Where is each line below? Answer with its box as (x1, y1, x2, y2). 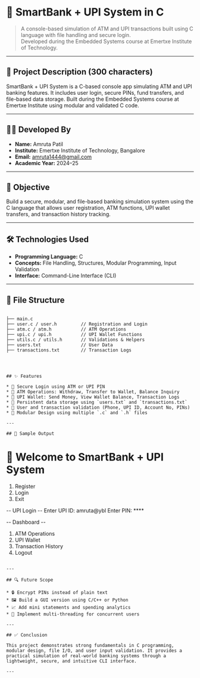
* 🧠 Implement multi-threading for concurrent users (6, 611, 140, 617)
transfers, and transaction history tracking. (6, 211, 111, 218)
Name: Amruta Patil (14, 140, 64, 148)
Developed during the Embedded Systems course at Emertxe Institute (20, 38, 192, 45)
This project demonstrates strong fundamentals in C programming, (6, 642, 174, 648)
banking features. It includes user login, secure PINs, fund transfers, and (6, 89, 185, 96)
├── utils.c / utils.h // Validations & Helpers (6, 337, 145, 343)
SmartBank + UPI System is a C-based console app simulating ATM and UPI (6, 83, 192, 90)
